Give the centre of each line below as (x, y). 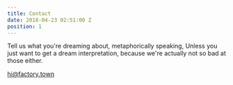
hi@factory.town (31, 74)
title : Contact (29, 13)
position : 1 (24, 26)
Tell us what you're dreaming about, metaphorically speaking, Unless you (112, 46)
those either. (25, 61)
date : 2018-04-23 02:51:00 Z (49, 20)
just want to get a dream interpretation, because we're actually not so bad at (116, 53)
